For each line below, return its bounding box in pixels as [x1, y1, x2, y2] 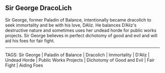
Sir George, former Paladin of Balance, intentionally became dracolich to [5, 17, 151, 23]
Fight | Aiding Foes [5, 62, 43, 68]
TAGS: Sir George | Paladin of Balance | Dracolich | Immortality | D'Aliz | [5, 51, 150, 58]
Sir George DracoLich [5, 4, 72, 12]
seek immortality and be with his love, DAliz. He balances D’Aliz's [5, 22, 137, 28]
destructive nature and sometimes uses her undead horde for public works [5, 27, 157, 33]
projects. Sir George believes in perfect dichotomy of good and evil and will [5, 32, 158, 38]
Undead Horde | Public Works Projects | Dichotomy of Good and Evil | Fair [5, 57, 155, 63]
